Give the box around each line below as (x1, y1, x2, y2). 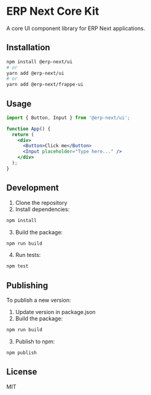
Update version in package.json (15, 309, 96, 316)
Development (6, 183, 60, 193)
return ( (12, 131, 34, 137)
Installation (6, 42, 50, 53)
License (6, 367, 37, 377)
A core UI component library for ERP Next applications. (6, 25, 145, 32)
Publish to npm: (15, 337, 55, 345)
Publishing (6, 280, 48, 291)
